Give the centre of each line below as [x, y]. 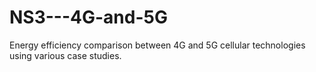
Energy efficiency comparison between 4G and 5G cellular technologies [157, 45]
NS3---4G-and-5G [88, 17]
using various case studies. [65, 55]
